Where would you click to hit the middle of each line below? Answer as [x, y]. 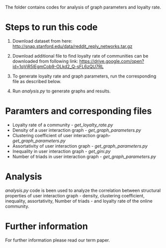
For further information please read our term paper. [58, 240]
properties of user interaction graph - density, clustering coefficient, [75, 195]
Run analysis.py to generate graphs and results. [61, 91]
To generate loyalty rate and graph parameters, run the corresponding [84, 76]
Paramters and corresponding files [79, 111]
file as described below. [37, 81]
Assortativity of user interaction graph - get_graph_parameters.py [80, 146]
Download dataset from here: [42, 41]
